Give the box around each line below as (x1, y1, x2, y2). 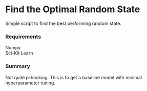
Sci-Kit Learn (5, 50, 33, 56)
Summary (5, 63, 31, 70)
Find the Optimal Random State (5, 4, 140, 15)
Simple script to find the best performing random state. (5, 20, 122, 26)
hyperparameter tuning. (5, 80, 55, 86)
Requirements (5, 33, 41, 40)
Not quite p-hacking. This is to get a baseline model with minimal (5, 74, 142, 80)
